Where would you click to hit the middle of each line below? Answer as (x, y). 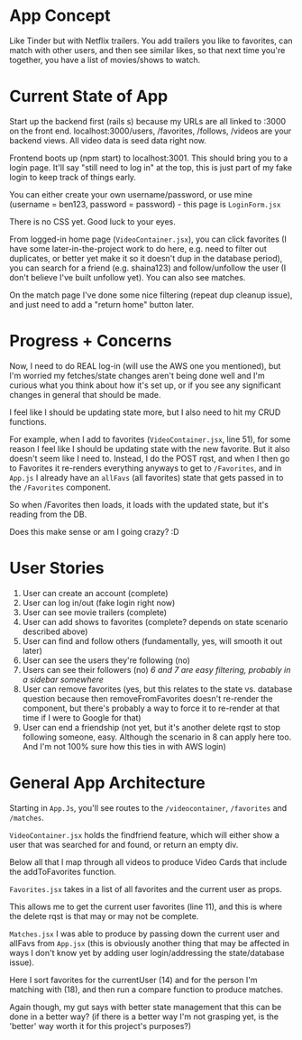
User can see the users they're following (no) (106, 660)
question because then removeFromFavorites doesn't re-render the (147, 698)
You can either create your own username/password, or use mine (131, 194)
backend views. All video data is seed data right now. (108, 140)
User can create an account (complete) (95, 593)
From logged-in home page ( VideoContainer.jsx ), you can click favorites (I (148, 239)
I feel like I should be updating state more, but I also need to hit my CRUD (145, 412)
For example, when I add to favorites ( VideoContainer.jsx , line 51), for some (150, 439)
